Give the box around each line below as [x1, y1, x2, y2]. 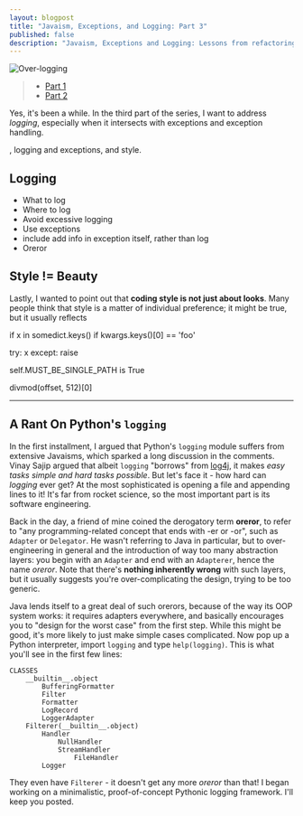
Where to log [22, 204, 71, 215]
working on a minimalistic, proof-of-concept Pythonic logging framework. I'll [9, 786, 294, 797]
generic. [9, 583, 41, 594]
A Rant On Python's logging [9, 417, 167, 432]
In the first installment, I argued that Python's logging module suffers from [9, 440, 285, 452]
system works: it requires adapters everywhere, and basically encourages [9, 610, 284, 621]
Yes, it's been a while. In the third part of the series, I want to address [9, 108, 268, 118]
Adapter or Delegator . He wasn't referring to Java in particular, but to [9, 535, 264, 546]
